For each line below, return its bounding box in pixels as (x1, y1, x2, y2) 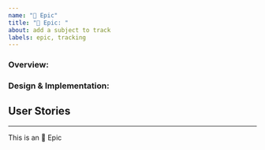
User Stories (8, 104, 71, 118)
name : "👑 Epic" (8, 11, 58, 20)
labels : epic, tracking (8, 33, 87, 42)
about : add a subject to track (8, 26, 111, 34)
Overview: (8, 60, 49, 71)
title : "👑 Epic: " (8, 19, 69, 27)
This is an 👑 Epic (8, 133, 62, 142)
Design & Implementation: (8, 80, 110, 91)
